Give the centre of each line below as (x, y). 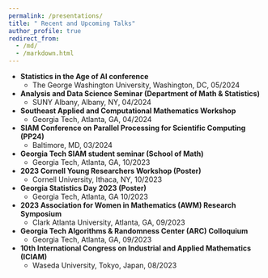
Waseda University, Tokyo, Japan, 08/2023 (104, 265)
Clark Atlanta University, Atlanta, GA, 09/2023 (108, 222)
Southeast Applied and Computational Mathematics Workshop (128, 111)
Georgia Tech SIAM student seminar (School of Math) (112, 154)
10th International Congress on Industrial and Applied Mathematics (136, 248)
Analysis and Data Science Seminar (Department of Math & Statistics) (140, 93)
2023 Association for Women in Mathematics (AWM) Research (128, 205)
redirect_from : (34, 38)
